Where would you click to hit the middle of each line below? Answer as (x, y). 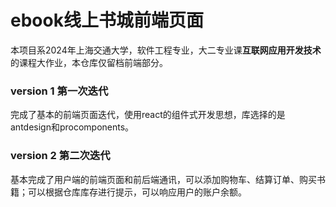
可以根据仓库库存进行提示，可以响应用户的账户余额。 (137, 192)
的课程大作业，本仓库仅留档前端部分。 (89, 62)
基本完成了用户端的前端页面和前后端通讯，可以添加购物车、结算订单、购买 (163, 179)
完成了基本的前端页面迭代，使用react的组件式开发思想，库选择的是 (148, 115)
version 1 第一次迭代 (59, 91)
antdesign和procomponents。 (72, 127)
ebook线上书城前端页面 (107, 20)
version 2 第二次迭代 (60, 156)
